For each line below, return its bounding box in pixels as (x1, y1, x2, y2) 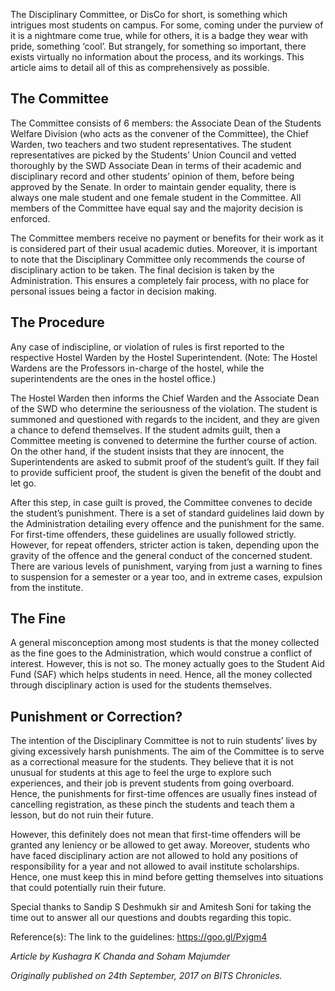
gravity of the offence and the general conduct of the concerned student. (10, 549, 313, 561)
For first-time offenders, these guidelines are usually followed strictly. (10, 528, 297, 540)
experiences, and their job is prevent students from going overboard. (10, 777, 295, 789)
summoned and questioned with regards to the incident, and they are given (10, 413, 320, 425)
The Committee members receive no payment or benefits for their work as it (10, 232, 324, 244)
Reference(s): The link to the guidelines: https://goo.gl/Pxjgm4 (10, 931, 268, 943)
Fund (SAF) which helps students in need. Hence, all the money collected (10, 669, 313, 681)
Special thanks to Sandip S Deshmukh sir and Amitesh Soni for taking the (10, 901, 312, 913)
